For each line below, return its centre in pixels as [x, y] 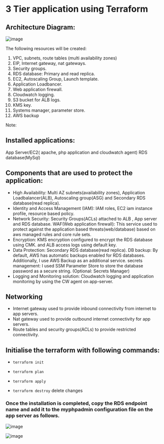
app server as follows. [33, 415]
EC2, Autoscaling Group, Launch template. [56, 79]
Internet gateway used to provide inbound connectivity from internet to [84, 309]
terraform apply [29, 382]
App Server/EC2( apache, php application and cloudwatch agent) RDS [77, 152]
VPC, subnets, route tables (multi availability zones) [65, 58]
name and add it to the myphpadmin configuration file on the [79, 410]
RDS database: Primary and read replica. [54, 74]
